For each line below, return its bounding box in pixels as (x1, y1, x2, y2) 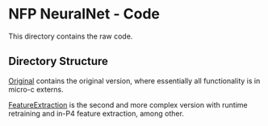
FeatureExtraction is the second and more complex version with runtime (8, 100, 248, 109)
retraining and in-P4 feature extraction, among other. (8, 108, 184, 118)
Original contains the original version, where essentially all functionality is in (8, 75, 261, 85)
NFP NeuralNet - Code (8, 5, 160, 23)
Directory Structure (8, 55, 109, 68)
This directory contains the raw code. (8, 31, 133, 41)
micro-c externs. (8, 84, 65, 94)
